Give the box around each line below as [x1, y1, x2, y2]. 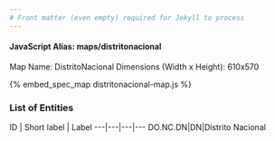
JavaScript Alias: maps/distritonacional [9, 42, 162, 52]
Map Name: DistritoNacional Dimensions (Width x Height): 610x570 [9, 61, 260, 72]
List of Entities [9, 101, 74, 114]
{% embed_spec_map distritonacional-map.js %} [9, 79, 192, 89]
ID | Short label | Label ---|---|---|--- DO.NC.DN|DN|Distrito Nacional [9, 122, 267, 133]
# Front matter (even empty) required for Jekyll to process [9, 13, 245, 23]
